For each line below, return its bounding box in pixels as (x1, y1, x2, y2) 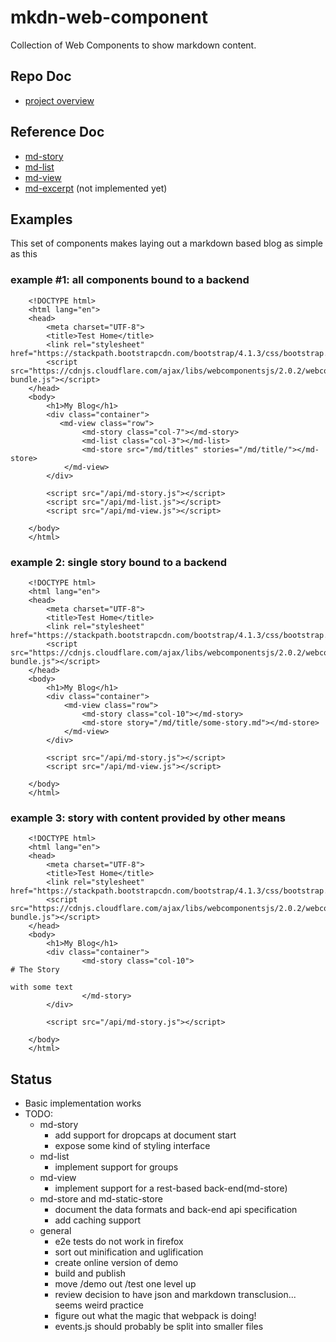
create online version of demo (54, 1257, 179, 1269)
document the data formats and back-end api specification (54, 1204, 298, 1216)
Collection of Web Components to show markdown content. (10, 39, 257, 51)
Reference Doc (10, 124, 105, 141)
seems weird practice (54, 1299, 144, 1311)
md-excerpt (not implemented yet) (24, 182, 168, 194)
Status (10, 1071, 53, 1088)
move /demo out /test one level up (54, 1278, 197, 1290)
